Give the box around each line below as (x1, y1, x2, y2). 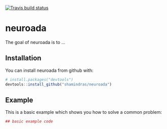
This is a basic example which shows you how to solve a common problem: (5, 109, 162, 115)
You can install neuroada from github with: (5, 67, 94, 73)
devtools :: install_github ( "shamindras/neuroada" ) (5, 81, 112, 87)
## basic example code (5, 119, 53, 124)
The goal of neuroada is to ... (5, 39, 66, 45)
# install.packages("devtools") (5, 77, 73, 82)
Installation (5, 54, 41, 63)
